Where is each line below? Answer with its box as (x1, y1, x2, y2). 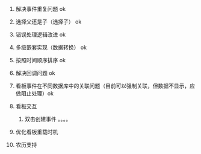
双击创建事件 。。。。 (24, 115, 72, 123)
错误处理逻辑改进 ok (15, 31, 66, 38)
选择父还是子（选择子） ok (15, 18, 82, 25)
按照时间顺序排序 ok (15, 57, 66, 63)
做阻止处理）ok (15, 90, 54, 97)
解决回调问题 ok (15, 69, 55, 77)
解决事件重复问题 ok (15, 5, 66, 12)
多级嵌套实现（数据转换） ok (15, 44, 87, 51)
